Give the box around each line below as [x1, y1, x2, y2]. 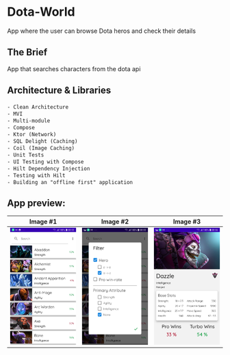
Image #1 [29, 217, 57, 226]
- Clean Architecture [7, 103, 69, 110]
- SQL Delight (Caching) [7, 137, 78, 144]
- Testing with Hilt [7, 172, 66, 179]
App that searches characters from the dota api [7, 64, 141, 73]
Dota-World [7, 4, 75, 20]
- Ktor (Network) [7, 131, 57, 137]
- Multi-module [7, 117, 51, 124]
